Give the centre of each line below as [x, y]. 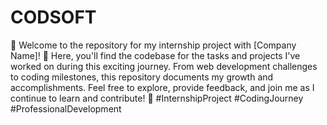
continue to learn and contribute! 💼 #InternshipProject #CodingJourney [157, 98]
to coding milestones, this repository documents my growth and [142, 77]
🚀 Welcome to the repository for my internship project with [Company [153, 45]
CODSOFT [53, 17]
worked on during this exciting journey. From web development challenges [164, 66]
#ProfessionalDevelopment [66, 108]
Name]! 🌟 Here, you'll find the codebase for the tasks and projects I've [155, 55]
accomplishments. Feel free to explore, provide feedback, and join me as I [162, 87]
